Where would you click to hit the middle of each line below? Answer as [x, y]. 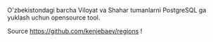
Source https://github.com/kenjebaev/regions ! [75, 31]
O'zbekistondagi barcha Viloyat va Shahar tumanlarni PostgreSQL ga [107, 10]
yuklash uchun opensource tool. [54, 17]
